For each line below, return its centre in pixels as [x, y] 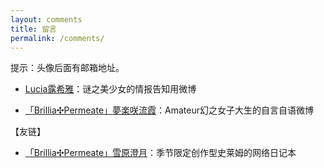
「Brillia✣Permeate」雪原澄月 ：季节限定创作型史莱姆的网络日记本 [160, 153]
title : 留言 [33, 29]
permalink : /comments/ [57, 38]
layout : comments [46, 19]
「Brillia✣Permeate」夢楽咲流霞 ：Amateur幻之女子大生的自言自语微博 [169, 110]
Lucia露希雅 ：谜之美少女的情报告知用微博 [110, 89]
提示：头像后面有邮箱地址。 [67, 68]
